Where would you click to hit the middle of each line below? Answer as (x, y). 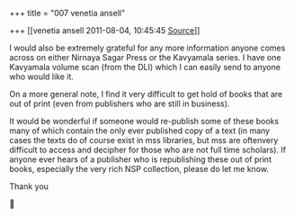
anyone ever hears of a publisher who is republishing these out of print (141, 159)
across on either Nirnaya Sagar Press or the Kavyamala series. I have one (145, 57)
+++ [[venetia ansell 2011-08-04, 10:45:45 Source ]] (105, 30)
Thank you (29, 186)
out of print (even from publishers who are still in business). (120, 104)
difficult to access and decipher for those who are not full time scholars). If (147, 150)
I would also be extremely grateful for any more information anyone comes (147, 48)
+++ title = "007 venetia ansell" (67, 13)
